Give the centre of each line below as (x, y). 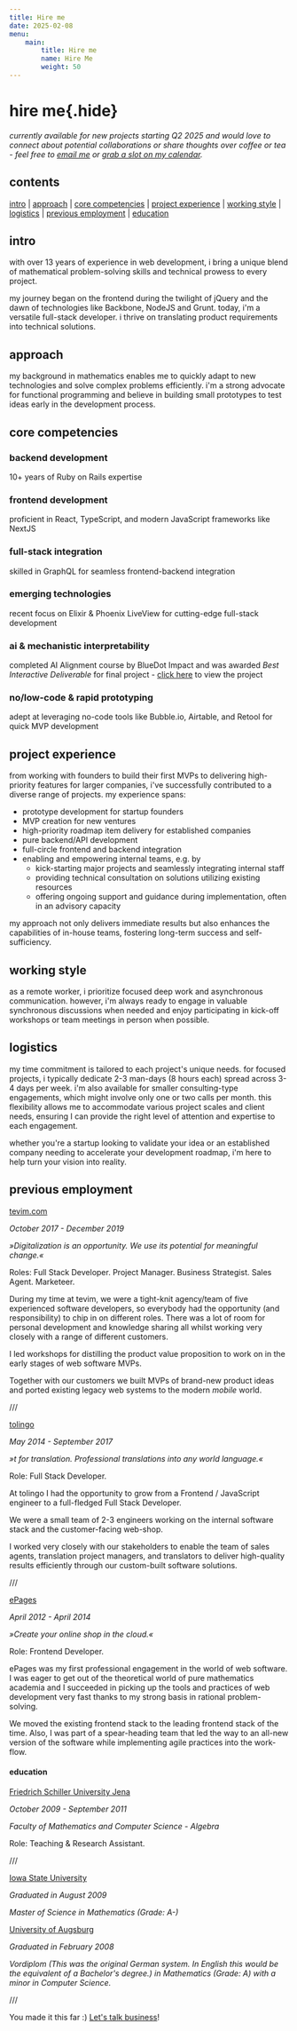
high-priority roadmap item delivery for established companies (136, 830)
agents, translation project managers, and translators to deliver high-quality (147, 1556)
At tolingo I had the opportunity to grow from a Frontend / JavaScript (134, 1493)
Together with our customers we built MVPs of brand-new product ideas (142, 1380)
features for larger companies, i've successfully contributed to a (155, 785)
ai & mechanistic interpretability (80, 646)
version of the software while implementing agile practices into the (131, 1742)
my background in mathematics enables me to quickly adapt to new (133, 376)
